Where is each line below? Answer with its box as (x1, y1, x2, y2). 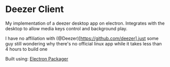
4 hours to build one (5, 46, 48, 52)
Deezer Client (5, 4, 64, 15)
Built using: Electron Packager (5, 55, 69, 61)
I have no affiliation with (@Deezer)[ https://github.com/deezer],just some (5, 35, 159, 41)
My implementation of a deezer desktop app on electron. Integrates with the (5, 20, 165, 26)
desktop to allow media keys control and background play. (5, 25, 128, 31)
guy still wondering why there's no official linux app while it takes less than (5, 40, 162, 46)
